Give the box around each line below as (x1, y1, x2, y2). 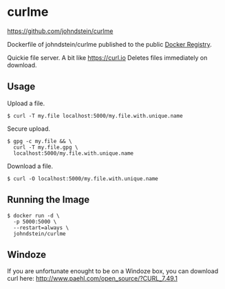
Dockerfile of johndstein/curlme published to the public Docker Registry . (7, 40, 212, 48)
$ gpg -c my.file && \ (7, 138, 72, 144)
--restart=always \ (13, 224, 69, 231)
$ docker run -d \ (7, 212, 60, 219)
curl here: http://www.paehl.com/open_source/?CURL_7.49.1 (7, 275, 178, 283)
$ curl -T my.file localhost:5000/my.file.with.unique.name (7, 112, 184, 119)
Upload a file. (7, 99, 45, 107)
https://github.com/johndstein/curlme (7, 27, 114, 35)
